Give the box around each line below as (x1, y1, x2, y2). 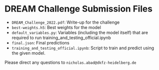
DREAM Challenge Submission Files (4, 3, 153, 14)
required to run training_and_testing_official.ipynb (11, 35, 111, 41)
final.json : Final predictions (11, 40, 70, 45)
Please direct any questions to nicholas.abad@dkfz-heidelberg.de (4, 59, 137, 65)
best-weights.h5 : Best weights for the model (11, 24, 101, 30)
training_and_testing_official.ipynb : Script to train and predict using (11, 45, 155, 51)
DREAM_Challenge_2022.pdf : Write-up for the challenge (11, 19, 120, 25)
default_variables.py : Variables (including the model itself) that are (11, 29, 148, 35)
